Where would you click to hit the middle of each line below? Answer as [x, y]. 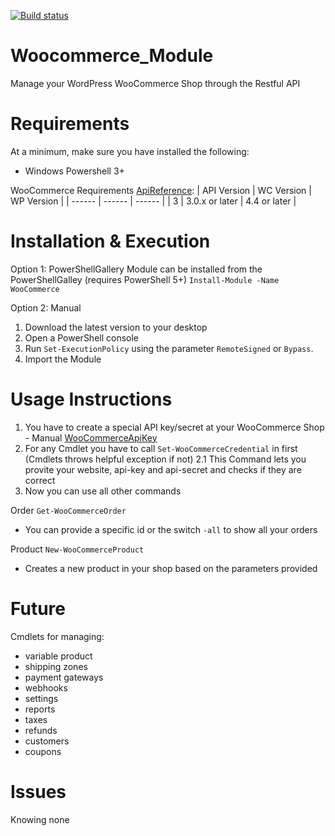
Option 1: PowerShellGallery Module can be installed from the [136, 269]
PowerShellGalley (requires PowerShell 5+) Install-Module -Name [145, 279]
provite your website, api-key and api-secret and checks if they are [163, 469]
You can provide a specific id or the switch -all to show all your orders [171, 529]
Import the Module [63, 359]
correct [40, 480]
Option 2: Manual [46, 307]
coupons [43, 751]
